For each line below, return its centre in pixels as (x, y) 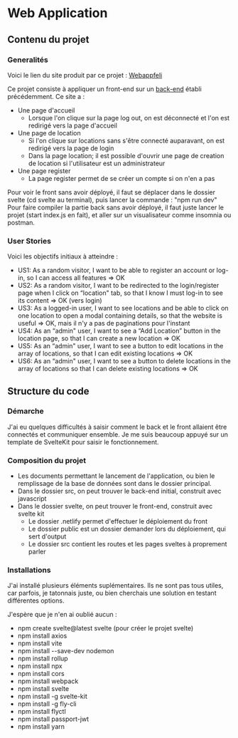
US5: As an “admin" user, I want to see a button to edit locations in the (120, 346)
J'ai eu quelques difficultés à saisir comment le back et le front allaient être (117, 427)
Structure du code (48, 391)
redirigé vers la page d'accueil (72, 125)
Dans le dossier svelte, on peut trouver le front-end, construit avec (115, 506)
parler (37, 552)
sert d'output (47, 536)
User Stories (29, 241)
